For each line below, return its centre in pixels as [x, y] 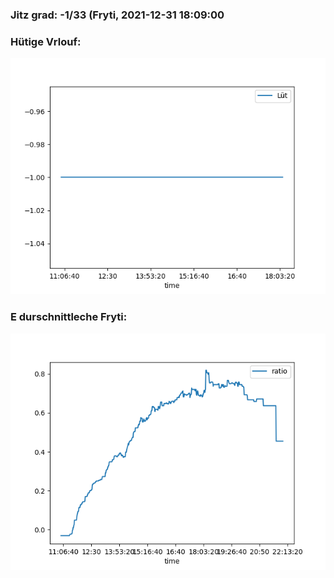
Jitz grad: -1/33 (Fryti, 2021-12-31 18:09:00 [117, 15]
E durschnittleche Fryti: [69, 317]
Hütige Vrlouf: [46, 41]
